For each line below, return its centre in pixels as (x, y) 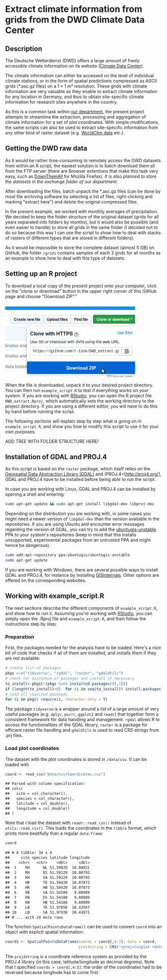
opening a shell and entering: (35, 494)
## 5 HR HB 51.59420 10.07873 (48, 888)
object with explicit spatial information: (45, 932)
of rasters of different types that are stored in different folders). (70, 238)
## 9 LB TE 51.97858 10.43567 (48, 908)
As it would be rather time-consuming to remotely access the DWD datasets (83, 160)
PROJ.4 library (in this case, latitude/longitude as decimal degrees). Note (80, 962)
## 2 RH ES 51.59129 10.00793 (48, 873)
